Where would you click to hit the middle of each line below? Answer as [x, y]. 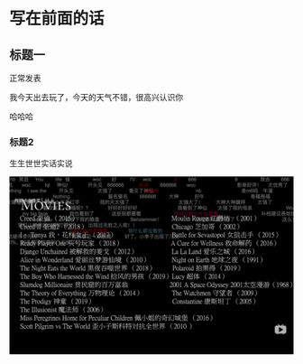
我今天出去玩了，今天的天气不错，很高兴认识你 [96, 97]
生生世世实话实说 [41, 163]
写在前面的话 [57, 19]
